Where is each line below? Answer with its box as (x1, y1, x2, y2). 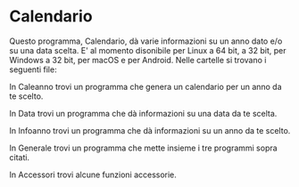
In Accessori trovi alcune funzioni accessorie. (9, 169, 177, 180)
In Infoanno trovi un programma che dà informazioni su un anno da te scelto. (9, 125, 291, 135)
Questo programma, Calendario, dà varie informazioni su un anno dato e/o (9, 36, 283, 46)
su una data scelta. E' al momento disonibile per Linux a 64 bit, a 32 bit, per (9, 45, 287, 55)
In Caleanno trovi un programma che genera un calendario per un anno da (9, 81, 283, 92)
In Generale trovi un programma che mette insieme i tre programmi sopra (9, 142, 278, 153)
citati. (9, 151, 29, 162)
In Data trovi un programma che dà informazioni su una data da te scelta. (9, 108, 278, 118)
